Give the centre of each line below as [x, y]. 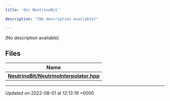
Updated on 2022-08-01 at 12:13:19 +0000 [50, 93]
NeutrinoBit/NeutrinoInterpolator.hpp [54, 76]
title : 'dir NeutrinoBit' [32, 10]
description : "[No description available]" [52, 19]
